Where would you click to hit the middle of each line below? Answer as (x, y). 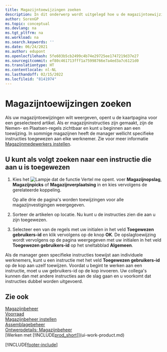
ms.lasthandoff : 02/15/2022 (34, 75)
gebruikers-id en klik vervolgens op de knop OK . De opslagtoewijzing (84, 235)
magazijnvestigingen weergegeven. (49, 205)
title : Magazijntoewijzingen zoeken (43, 10)
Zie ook (17, 297)
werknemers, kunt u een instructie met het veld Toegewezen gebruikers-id (83, 260)
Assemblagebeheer (25, 325)
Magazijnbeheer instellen (31, 319)
